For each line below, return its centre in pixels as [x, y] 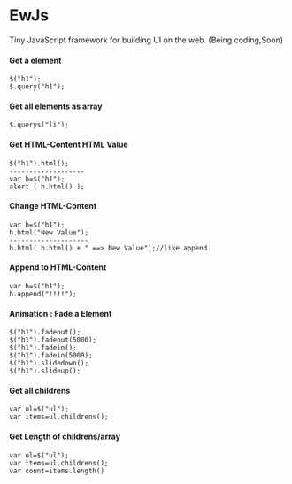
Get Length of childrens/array [65, 436]
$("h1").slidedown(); [49, 364]
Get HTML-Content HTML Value [69, 144]
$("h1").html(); [39, 163]
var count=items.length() [57, 471]
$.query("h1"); [37, 87]
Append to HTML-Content [58, 267]
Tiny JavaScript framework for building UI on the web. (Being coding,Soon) [146, 40]
